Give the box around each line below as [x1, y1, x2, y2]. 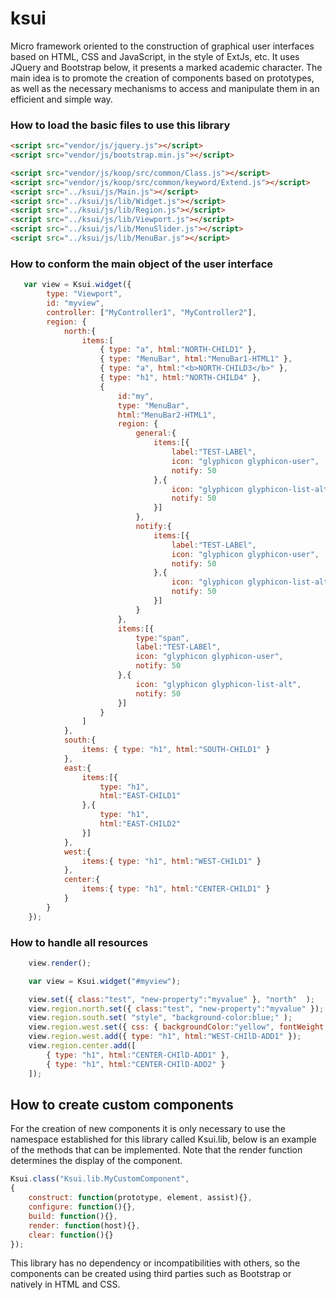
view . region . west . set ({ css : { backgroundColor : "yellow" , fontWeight [28, 1022, 325, 1032]
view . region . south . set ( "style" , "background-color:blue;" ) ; [28, 1013, 293, 1023]
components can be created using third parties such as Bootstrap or [10, 1268, 292, 1280]
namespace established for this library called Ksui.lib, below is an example [10, 1133, 317, 1146]
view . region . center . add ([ [28, 1041, 137, 1051]
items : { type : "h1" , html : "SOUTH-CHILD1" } [81, 745, 271, 755]
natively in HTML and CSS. [10, 1278, 121, 1291]
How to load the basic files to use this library [10, 118, 231, 132]
